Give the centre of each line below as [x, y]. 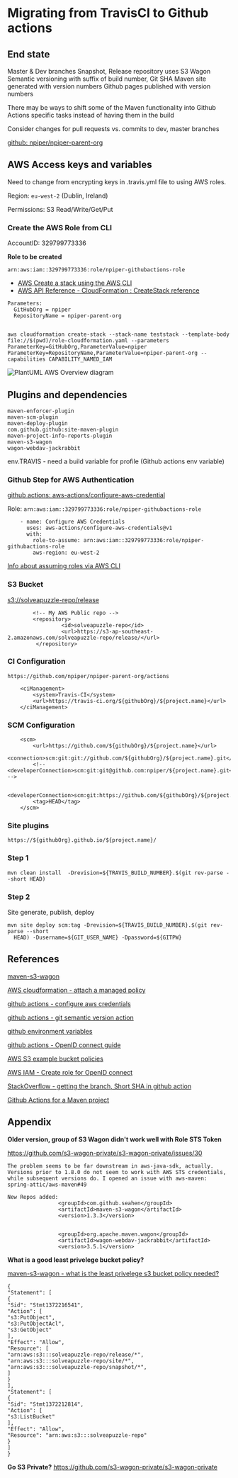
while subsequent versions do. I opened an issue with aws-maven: [107, 1178]
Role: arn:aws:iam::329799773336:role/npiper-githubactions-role [104, 509]
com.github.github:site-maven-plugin [63, 429]
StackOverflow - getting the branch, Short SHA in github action [100, 1086]
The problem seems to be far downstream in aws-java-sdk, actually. [110, 1166]
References [33, 959]
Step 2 [19, 896]
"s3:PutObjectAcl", [36, 1324]
